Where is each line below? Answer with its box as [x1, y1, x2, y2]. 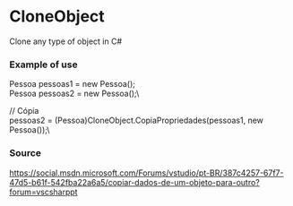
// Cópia [9, 106, 39, 116]
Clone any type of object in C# [9, 36, 123, 47]
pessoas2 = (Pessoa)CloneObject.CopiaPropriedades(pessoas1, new [9, 115, 264, 126]
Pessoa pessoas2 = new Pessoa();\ [9, 88, 140, 99]
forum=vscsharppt [9, 186, 78, 197]
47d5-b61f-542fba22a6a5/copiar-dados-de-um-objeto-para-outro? [9, 176, 260, 187]
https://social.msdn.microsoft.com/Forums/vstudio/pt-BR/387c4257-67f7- [9, 167, 284, 178]
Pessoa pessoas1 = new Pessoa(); [9, 79, 136, 90]
